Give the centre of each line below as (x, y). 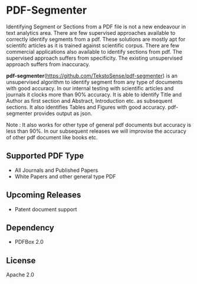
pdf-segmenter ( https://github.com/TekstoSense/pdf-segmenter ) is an (92, 76)
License (21, 260)
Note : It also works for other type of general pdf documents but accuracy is (99, 125)
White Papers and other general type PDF (65, 176)
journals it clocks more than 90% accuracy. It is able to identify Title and (94, 94)
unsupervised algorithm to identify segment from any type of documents (94, 82)
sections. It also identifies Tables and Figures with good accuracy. (86, 107)
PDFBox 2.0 (29, 242)
